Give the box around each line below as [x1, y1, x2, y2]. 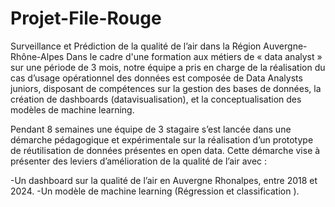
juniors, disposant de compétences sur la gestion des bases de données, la [10, 82, 322, 94]
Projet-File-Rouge [10, 7, 162, 30]
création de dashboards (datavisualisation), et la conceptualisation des [10, 93, 302, 105]
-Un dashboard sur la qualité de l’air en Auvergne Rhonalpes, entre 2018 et [10, 174, 318, 186]
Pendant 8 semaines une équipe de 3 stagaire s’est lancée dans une [10, 123, 292, 135]
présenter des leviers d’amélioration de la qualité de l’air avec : [10, 155, 268, 167]
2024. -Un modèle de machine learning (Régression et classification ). [10, 185, 300, 197]
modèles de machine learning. [10, 103, 135, 116]
